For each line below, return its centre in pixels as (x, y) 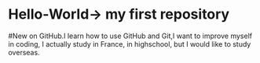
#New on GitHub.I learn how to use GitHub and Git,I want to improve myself (130, 36)
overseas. (24, 52)
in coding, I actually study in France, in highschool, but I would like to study (130, 44)
